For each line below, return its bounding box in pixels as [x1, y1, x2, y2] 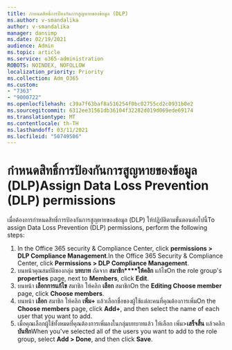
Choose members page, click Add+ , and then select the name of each [17, 305, 220, 313]
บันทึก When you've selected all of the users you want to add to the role [17, 327, 217, 335]
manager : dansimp [7, 29, 57, 37]
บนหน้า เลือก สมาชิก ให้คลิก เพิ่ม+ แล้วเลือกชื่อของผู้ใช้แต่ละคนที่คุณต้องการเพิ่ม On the [17, 297, 216, 306]
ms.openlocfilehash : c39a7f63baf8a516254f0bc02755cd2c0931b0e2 [7, 101, 194, 108]
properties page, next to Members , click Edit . [17, 274, 149, 283]
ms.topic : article [7, 49, 60, 56]
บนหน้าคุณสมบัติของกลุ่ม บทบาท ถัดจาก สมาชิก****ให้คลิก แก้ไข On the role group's [17, 267, 222, 275]
